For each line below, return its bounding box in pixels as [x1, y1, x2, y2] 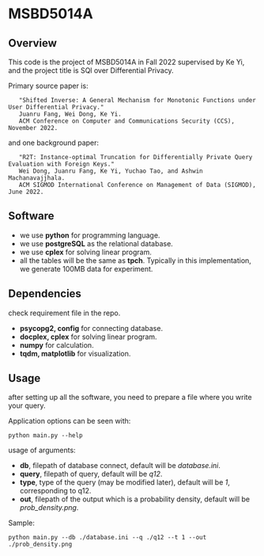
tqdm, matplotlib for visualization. [19, 348, 131, 358]
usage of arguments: [8, 445, 77, 455]
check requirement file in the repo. [8, 308, 121, 318]
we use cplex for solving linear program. [19, 247, 152, 257]
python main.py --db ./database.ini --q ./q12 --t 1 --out [8, 534, 207, 542]
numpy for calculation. [19, 340, 94, 349]
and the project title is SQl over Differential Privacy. [8, 66, 174, 75]
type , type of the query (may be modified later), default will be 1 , [19, 478, 231, 487]
